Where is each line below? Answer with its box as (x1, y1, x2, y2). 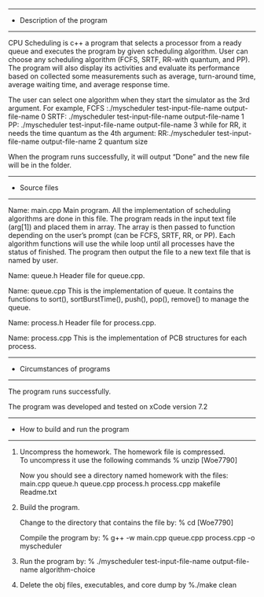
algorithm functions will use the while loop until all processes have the (8, 239, 235, 248)
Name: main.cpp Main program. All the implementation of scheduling (8, 206, 231, 214)
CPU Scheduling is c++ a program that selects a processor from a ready (8, 38, 242, 47)
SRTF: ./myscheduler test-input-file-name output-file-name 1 (46, 112, 245, 121)
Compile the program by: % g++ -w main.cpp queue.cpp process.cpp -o (19, 533, 255, 542)
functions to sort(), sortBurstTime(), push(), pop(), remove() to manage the (8, 295, 250, 303)
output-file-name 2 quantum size (41, 137, 148, 146)
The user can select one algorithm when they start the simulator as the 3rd (8, 95, 250, 104)
